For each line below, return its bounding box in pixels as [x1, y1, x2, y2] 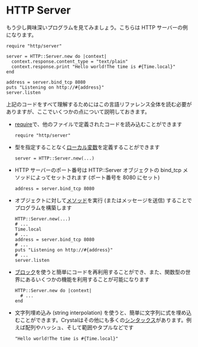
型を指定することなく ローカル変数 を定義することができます [14, 143, 160, 151]
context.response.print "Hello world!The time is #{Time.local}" [11, 63, 176, 70]
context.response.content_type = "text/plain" [11, 59, 128, 64]
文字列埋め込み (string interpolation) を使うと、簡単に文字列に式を [14, 309, 176, 316]
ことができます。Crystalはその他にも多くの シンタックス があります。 [20, 316, 187, 323]
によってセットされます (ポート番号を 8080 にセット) [30, 174, 160, 181]
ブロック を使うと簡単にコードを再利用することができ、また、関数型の [14, 268, 186, 275]
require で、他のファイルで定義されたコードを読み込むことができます [14, 121, 182, 128]
